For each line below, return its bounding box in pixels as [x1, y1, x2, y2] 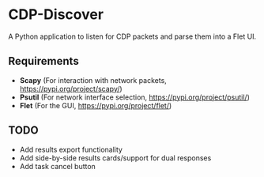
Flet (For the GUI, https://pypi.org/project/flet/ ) [19, 100, 172, 110]
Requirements [8, 55, 79, 68]
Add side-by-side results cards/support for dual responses [19, 153, 212, 163]
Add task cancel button [19, 161, 96, 171]
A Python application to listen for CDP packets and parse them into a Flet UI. [8, 32, 257, 41]
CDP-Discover [8, 6, 104, 24]
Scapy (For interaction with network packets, [19, 75, 168, 85]
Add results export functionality [19, 145, 123, 154]
